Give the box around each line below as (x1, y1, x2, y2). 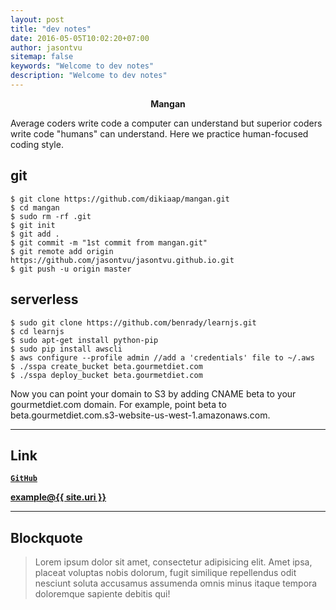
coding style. (10, 138, 64, 150)
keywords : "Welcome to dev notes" (10, 61, 155, 71)
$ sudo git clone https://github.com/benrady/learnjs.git (10, 317, 257, 328)
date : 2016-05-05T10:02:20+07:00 (10, 33, 150, 43)
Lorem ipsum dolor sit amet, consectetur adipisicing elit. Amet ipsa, (34, 556, 313, 568)
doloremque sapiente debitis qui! (34, 588, 171, 600)
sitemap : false (10, 52, 74, 62)
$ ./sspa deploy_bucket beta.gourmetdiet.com (10, 370, 203, 380)
